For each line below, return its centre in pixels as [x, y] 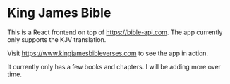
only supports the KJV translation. [57, 39]
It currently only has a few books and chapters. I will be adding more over [114, 66]
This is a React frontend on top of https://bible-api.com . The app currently [115, 32]
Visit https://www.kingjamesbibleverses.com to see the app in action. [108, 53]
